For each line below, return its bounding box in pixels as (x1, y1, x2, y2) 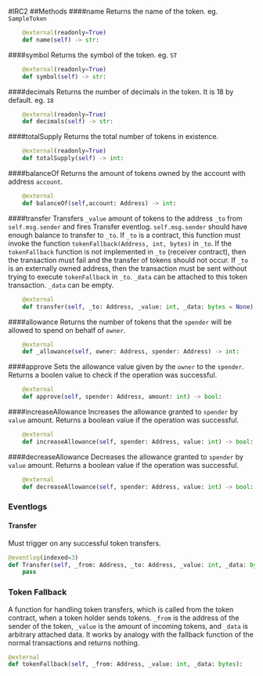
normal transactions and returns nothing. (8, 638, 140, 647)
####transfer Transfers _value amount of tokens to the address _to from (8, 214, 243, 223)
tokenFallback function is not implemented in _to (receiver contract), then (8, 247, 247, 256)
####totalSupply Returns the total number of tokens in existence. (8, 132, 219, 141)
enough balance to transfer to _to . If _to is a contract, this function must (8, 230, 241, 239)
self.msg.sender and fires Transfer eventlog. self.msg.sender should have (8, 221, 248, 231)
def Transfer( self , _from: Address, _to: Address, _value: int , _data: (8, 561, 247, 568)
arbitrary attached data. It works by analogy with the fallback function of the (8, 630, 254, 639)
